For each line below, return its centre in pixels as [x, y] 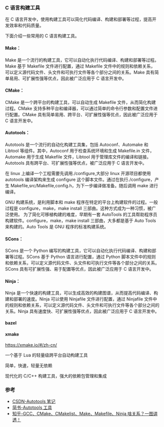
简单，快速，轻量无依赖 [29, 366]
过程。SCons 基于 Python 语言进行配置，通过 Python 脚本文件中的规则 [85, 257]
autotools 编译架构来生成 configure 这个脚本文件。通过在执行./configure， [80, 179]
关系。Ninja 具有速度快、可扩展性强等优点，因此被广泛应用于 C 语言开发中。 [82, 311]
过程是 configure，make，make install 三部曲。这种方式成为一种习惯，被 [78, 208]
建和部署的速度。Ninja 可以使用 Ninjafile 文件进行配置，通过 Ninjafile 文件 [79, 299]
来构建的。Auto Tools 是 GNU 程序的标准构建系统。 [57, 226]
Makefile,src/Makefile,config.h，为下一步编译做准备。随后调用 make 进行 [84, 185]
